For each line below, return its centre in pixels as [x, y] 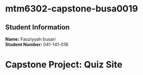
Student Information [38, 27]
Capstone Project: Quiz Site [64, 65]
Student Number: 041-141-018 [37, 44]
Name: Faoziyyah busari [31, 39]
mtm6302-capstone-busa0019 [71, 9]
